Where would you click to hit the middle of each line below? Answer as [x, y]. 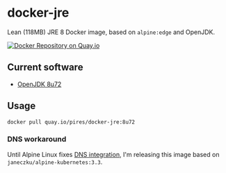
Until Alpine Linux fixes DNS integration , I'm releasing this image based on [113, 154]
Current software [45, 67]
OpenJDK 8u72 [39, 84]
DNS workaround [37, 139]
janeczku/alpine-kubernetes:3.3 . [55, 162]
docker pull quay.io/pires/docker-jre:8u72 [71, 122]
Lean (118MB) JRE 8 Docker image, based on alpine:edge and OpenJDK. [111, 32]
